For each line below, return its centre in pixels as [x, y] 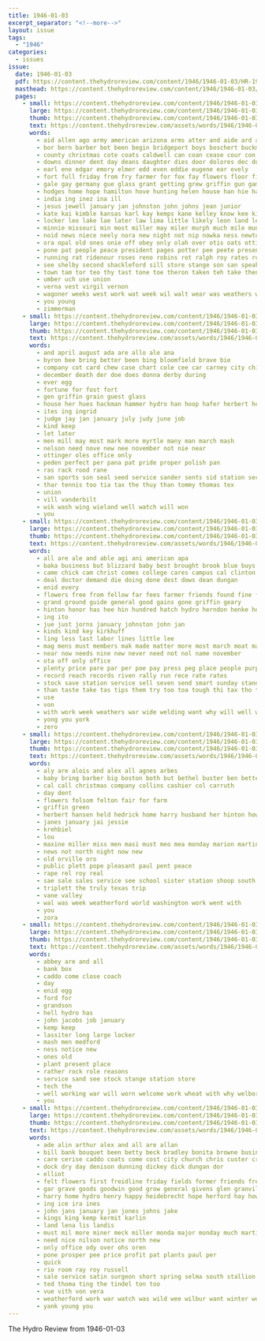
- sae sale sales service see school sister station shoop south [146, 881]
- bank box [54, 969]
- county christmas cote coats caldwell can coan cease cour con [146, 155]
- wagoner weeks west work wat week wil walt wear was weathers [144, 294]
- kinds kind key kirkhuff [81, 632]
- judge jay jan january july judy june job [111, 419]
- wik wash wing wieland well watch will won [113, 507]
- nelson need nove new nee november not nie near [121, 448]
